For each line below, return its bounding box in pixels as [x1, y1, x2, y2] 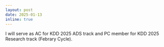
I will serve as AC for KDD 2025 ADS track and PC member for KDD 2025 [5, 31, 159, 37]
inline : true [5, 17, 33, 22]
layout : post [5, 7, 33, 13]
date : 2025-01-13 [5, 12, 42, 17]
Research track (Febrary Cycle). [5, 36, 73, 42]
